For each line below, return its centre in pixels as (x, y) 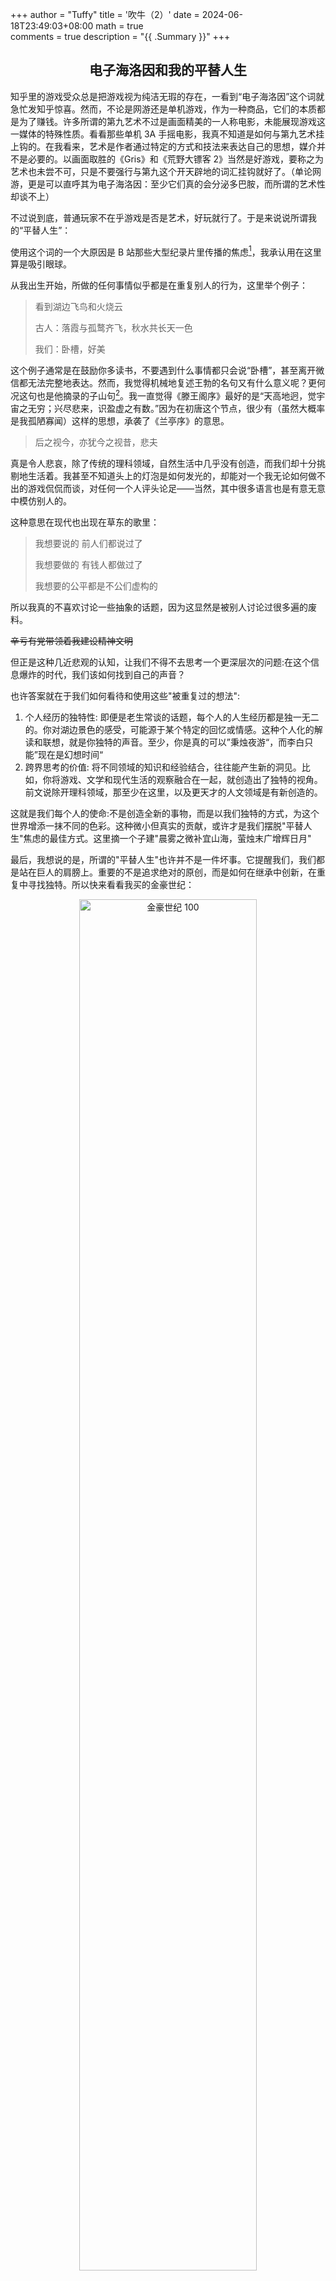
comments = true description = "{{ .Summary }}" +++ (120, 36)
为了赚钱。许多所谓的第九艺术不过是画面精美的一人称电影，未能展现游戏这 (172, 121)
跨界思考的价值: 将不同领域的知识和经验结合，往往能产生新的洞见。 (163, 767)
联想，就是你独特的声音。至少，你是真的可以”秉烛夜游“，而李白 (173, 742)
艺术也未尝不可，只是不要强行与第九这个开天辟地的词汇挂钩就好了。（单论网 (166, 171)
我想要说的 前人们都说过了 (88, 544)
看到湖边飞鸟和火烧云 (78, 307)
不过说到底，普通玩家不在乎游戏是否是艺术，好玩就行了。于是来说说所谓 (159, 217)
